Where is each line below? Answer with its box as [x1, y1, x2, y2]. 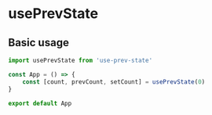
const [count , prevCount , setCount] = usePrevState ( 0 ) [22, 77, 206, 86]
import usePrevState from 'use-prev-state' [8, 56, 153, 64]
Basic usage [8, 36, 69, 49]
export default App [8, 99, 72, 107]
